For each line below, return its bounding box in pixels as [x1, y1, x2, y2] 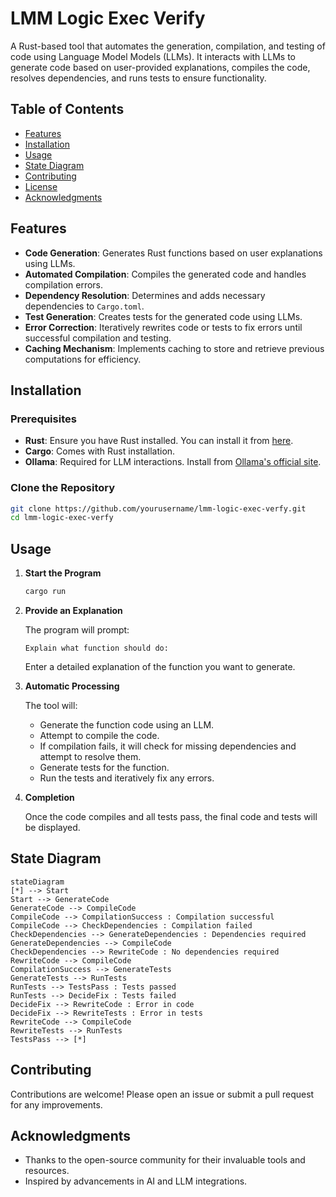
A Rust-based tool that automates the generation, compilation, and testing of [10, 40, 326, 52]
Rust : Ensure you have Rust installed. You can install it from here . [24, 435, 294, 447]
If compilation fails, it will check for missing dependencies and [39, 740, 297, 752]
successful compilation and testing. [24, 332, 172, 344]
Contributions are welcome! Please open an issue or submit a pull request [10, 1088, 315, 1100]
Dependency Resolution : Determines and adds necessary [24, 289, 266, 301]
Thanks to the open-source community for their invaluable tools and [24, 1154, 306, 1166]
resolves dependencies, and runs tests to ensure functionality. [10, 72, 267, 84]
